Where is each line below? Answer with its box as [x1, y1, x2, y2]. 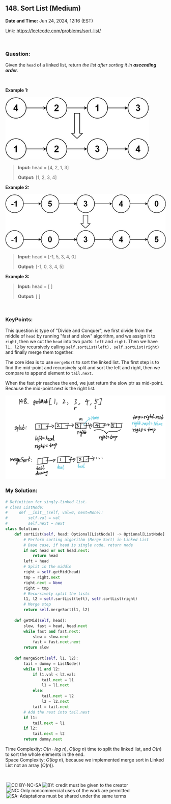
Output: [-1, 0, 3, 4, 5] [17, 263, 64, 270]
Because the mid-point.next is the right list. [5, 386, 96, 392]
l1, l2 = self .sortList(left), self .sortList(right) [23, 596, 138, 601]
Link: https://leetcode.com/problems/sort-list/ [5, 28, 101, 34]
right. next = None [23, 580, 63, 585]
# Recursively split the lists [23, 591, 90, 596]
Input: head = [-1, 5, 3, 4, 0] [17, 253, 76, 260]
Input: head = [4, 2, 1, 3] [17, 164, 69, 170]
